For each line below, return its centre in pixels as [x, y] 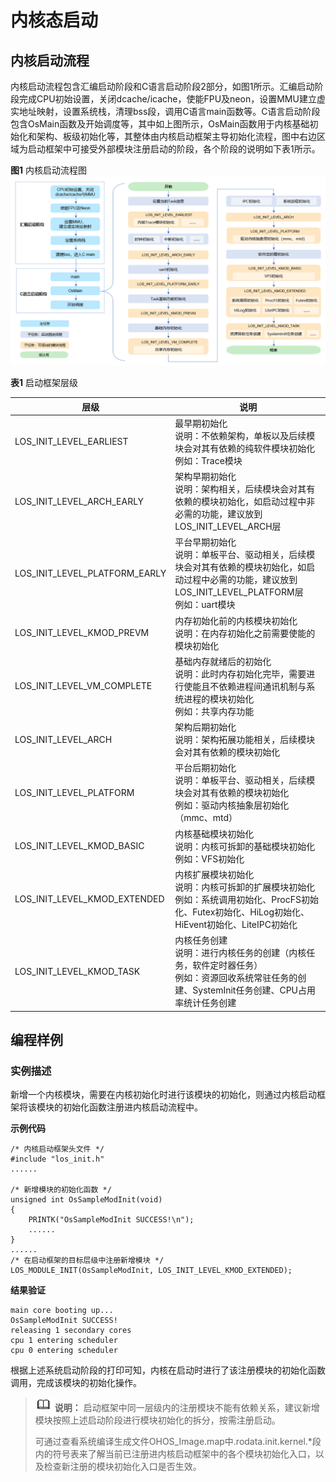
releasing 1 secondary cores [71, 1331]
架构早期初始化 [205, 477]
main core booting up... [62, 1311]
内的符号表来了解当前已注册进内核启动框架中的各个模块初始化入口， [175, 1454]
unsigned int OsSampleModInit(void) [86, 1200]
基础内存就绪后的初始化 [223, 661]
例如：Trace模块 [208, 460]
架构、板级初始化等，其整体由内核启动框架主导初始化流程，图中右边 [176, 136]
